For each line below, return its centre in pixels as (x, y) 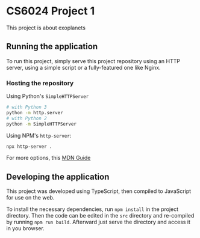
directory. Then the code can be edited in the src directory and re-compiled (100, 216)
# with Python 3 (27, 107)
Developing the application (58, 176)
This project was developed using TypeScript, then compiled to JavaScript (99, 191)
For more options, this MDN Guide (48, 158)
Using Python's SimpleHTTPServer (48, 96)
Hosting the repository (40, 83)
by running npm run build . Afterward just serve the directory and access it (98, 222)
